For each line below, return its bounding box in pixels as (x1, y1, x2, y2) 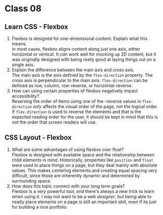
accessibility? (11, 93, 40, 99)
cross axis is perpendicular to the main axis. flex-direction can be (11, 77, 148, 83)
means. (11, 41, 27, 47)
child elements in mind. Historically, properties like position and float (11, 157, 154, 163)
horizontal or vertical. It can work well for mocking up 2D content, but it (11, 51, 157, 57)
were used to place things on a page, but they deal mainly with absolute (11, 162, 158, 168)
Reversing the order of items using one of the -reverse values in (11, 98, 141, 104)
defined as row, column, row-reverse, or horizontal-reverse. (11, 83, 133, 89)
